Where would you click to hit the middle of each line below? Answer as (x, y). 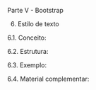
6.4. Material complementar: (48, 79)
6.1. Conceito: (27, 38)
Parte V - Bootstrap (35, 10)
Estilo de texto (38, 24)
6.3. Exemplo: (27, 65)
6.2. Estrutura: (28, 51)
